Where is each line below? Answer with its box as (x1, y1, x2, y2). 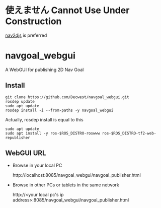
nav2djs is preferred (5, 32, 47, 38)
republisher (5, 135, 30, 140)
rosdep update (5, 99, 35, 104)
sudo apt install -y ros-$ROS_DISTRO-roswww (5, 130, 100, 136)
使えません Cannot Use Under (5, 5, 130, 16)
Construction (5, 16, 62, 27)
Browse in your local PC (12, 162, 62, 168)
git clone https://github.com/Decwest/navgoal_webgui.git (5, 94, 129, 100)
